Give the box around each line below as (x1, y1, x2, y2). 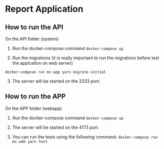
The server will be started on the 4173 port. (12, 124, 99, 130)
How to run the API (5, 23, 64, 31)
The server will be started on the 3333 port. (12, 78, 101, 84)
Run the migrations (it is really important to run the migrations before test (12, 55, 160, 61)
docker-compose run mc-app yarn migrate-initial (5, 70, 106, 74)
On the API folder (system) (5, 36, 59, 42)
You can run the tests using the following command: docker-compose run (12, 134, 158, 140)
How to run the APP (5, 92, 66, 101)
